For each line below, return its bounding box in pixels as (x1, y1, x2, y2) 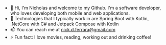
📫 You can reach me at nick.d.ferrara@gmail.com (10, 27, 116, 32)
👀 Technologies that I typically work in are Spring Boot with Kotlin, (10, 16, 149, 21)
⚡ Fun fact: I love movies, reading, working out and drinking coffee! (10, 34, 152, 40)
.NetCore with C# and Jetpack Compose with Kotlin (10, 21, 119, 27)
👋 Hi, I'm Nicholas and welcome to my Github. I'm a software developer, (10, 5, 161, 11)
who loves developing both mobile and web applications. (10, 10, 130, 16)
